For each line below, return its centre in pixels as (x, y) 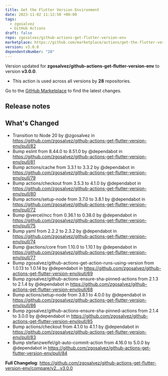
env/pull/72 (24, 209)
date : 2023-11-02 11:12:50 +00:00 (41, 14)
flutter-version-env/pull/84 (40, 353)
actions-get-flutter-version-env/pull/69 (53, 273)
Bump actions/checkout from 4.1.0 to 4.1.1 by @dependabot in (75, 326)
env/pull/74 (24, 241)
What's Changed (32, 123)
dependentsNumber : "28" (30, 51)
